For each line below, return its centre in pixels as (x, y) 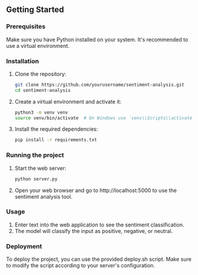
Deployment (24, 246)
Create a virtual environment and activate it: (68, 101)
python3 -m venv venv (41, 112)
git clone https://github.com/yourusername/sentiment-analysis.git (99, 85)
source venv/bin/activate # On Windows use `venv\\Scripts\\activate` (105, 118)
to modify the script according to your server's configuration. (81, 266)
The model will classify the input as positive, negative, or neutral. (94, 231)
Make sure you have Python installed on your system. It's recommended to (97, 39)
